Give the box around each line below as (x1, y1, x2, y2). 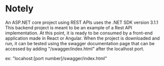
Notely (5, 3, 34, 14)
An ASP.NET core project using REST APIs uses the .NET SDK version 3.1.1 (5, 19, 158, 25)
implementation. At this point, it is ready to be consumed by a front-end (5, 30, 153, 36)
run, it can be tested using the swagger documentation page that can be (5, 40, 155, 46)
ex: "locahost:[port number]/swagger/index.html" (5, 55, 107, 61)
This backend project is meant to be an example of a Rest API (5, 24, 132, 30)
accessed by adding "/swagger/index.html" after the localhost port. (5, 46, 144, 52)
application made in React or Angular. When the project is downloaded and (5, 35, 160, 41)
